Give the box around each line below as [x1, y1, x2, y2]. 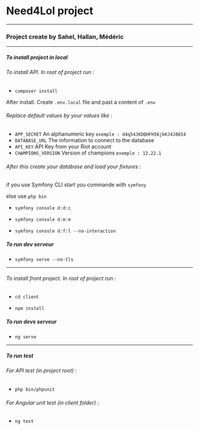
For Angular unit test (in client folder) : [6, 399, 99, 406]
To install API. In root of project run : [6, 69, 95, 76]
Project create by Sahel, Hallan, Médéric [6, 33, 124, 41]
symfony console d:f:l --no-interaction [14, 228, 116, 235]
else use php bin [6, 192, 47, 200]
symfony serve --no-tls [14, 256, 74, 263]
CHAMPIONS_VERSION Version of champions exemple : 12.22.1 [14, 149, 162, 156]
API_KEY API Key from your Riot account [14, 143, 111, 150]
